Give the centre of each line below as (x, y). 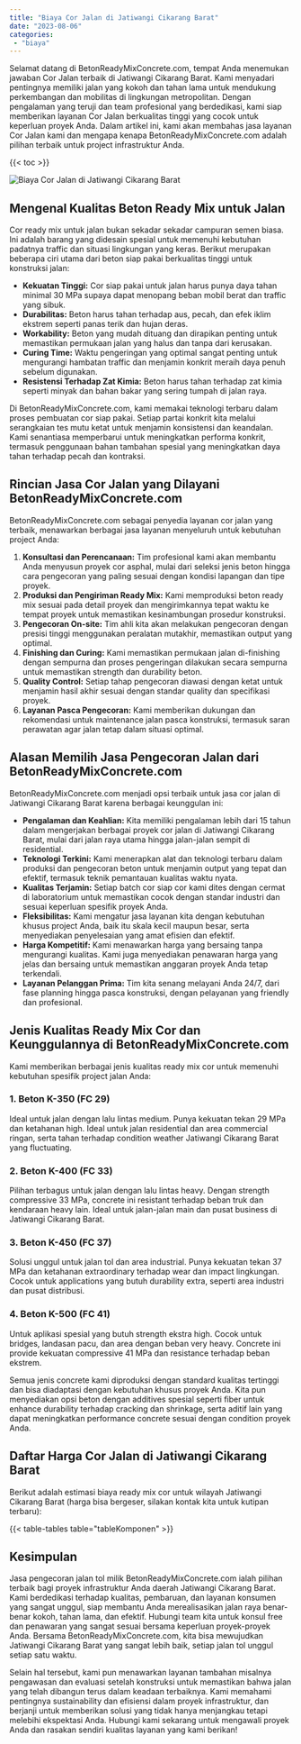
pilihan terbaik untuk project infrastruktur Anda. (97, 145)
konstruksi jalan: (40, 268)
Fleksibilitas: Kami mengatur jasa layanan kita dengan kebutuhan (143, 916)
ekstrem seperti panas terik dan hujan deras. (105, 324)
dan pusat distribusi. (47, 1291)
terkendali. (42, 973)
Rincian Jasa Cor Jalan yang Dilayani (115, 484)
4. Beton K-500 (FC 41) (60, 1314)
